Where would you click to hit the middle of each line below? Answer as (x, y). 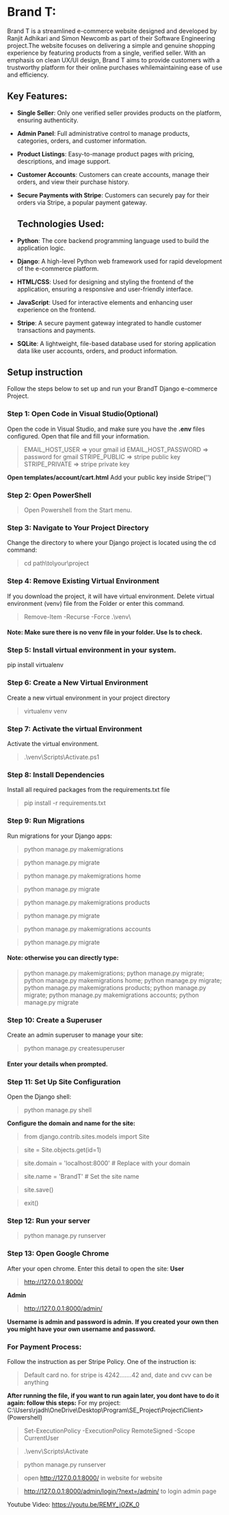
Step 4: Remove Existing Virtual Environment (83, 581)
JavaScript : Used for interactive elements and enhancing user (105, 302)
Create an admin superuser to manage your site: (75, 1035)
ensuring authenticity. (48, 120)
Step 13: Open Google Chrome (58, 1254)
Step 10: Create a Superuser (55, 1020)
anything (36, 1382)
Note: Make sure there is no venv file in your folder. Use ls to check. (105, 633)
